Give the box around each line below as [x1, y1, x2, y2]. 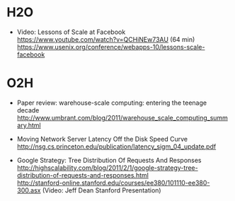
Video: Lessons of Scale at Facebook [16, 28, 126, 36]
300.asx [16, 185, 41, 195]
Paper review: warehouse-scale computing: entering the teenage [16, 98, 207, 107]
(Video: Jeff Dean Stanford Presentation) [42, 185, 161, 195]
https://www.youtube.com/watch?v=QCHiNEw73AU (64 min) [16, 35, 195, 43]
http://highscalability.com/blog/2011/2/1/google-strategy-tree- [16, 163, 199, 172]
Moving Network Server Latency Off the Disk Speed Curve [16, 134, 188, 143]
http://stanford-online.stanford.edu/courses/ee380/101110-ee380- [16, 178, 210, 187]
